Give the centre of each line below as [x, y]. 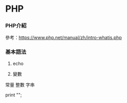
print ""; [14, 95]
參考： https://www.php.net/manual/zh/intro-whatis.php [63, 38]
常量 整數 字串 [20, 85]
